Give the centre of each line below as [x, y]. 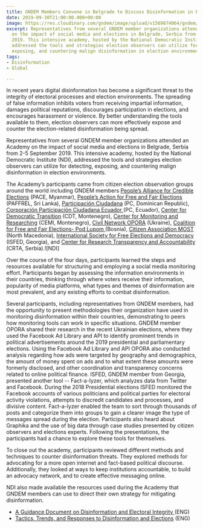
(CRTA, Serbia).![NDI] [33, 249]
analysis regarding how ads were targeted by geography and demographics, [101, 355]
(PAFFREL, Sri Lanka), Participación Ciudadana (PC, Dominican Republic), [98, 203]
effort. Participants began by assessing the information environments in [95, 273]
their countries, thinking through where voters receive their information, [95, 279]
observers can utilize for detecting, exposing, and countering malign [91, 166]
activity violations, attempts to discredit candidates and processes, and [95, 400]
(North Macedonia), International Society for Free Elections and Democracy [100, 235]
